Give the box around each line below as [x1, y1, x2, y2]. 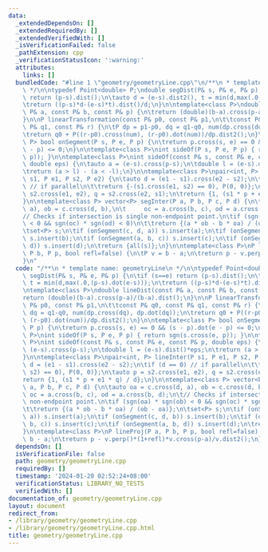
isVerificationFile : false [15, 450, 105, 458]
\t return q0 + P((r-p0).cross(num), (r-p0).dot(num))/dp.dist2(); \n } [22, 130, 259, 138]
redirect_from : [8, 509, 59, 518]
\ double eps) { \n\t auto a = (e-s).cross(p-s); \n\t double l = [22, 161, 234, 169]
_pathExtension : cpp [15, 49, 84, 57]
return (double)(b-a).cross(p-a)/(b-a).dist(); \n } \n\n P [22, 294, 213, 302]
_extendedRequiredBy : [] [15, 26, 98, 34]
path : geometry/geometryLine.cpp [15, 457, 127, 466]
